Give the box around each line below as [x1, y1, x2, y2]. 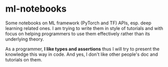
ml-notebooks [5, 3, 67, 15]
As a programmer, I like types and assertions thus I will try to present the [5, 46, 160, 52]
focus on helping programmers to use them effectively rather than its [5, 30, 150, 37]
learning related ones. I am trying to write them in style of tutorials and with [5, 25, 163, 31]
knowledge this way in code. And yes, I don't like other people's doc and [5, 51, 158, 57]
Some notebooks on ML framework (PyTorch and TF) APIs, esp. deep [5, 20, 152, 26]
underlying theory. [5, 36, 44, 42]
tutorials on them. [5, 56, 42, 62]
